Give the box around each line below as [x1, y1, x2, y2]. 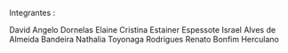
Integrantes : [9, 8, 56, 18]
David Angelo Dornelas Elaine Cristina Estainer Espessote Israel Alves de [9, 25, 276, 34]
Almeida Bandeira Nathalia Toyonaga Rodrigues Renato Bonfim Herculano [9, 34, 280, 44]
